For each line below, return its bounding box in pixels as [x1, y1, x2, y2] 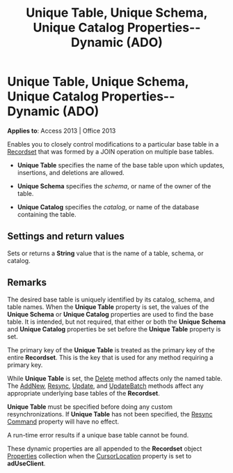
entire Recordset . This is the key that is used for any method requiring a [7, 353, 214, 361]
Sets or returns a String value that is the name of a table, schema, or [7, 249, 204, 257]
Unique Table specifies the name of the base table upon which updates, [17, 160, 225, 169]
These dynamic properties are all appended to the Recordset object [7, 444, 202, 453]
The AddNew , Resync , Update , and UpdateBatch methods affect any [7, 382, 204, 390]
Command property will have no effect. [7, 417, 120, 426]
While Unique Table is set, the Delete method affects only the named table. [7, 374, 223, 382]
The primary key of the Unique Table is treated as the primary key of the [7, 345, 216, 354]
